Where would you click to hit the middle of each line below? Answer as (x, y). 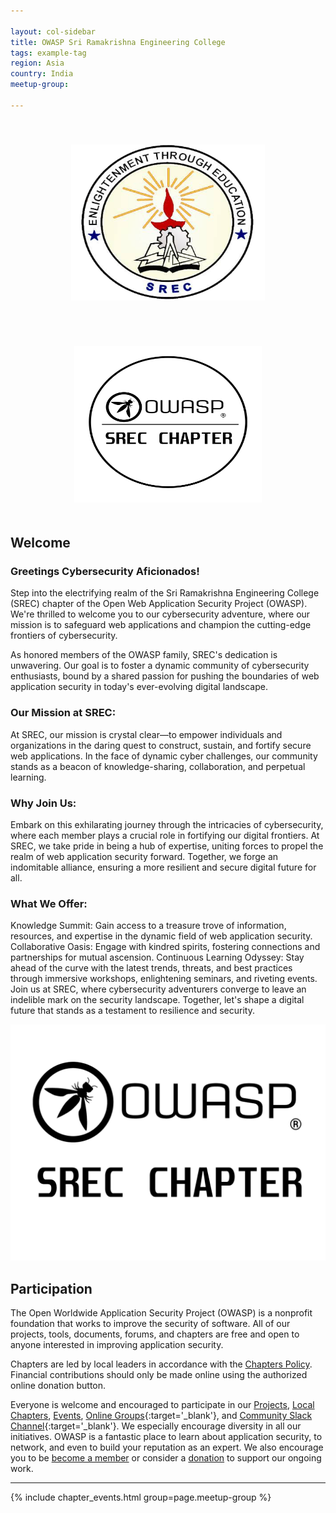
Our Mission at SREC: (63, 713)
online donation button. (58, 1386)
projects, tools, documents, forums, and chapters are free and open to (155, 1334)
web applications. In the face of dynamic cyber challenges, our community (164, 756)
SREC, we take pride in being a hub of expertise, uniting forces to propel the (167, 846)
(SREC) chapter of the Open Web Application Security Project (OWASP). (159, 604)
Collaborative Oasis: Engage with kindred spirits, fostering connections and (165, 947)
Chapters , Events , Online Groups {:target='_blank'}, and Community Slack (161, 1416)
